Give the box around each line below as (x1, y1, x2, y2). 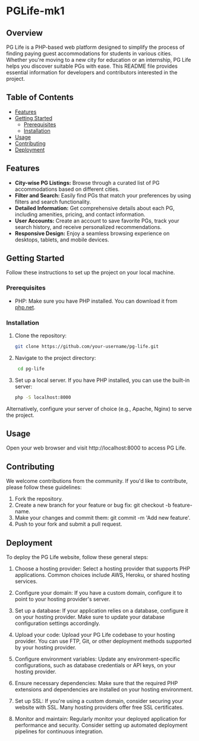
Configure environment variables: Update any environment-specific (14, 655, 180, 662)
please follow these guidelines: (6, 483, 82, 491)
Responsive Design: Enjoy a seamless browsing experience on (14, 230, 170, 237)
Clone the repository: (14, 332, 67, 340)
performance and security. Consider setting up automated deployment (14, 721, 188, 729)
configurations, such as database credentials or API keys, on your (14, 662, 176, 669)
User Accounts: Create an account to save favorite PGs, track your (14, 217, 179, 224)
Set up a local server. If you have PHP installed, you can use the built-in (14, 376, 190, 384)
